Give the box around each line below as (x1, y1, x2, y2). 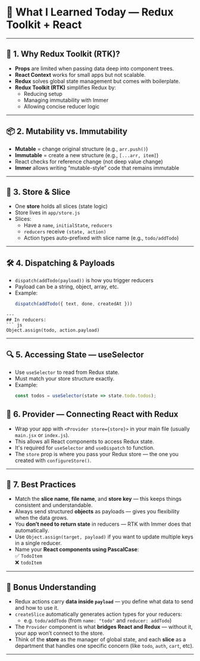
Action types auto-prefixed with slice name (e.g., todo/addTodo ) (23, 235, 179, 242)
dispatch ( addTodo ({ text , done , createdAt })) (14, 301, 133, 307)
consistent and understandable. (14, 501, 93, 509)
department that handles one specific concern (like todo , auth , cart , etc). (14, 643, 194, 650)
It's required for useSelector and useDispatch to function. (14, 444, 155, 451)
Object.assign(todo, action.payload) (6, 328, 100, 333)
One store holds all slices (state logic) (14, 202, 108, 210)
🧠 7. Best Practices (6, 479, 76, 489)
